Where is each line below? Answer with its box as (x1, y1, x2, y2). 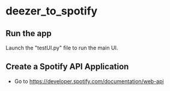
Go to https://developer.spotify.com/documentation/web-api (14, 77, 164, 85)
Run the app (5, 28, 52, 39)
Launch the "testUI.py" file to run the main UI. (5, 44, 118, 51)
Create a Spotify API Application (5, 61, 129, 72)
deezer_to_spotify (5, 4, 98, 18)
